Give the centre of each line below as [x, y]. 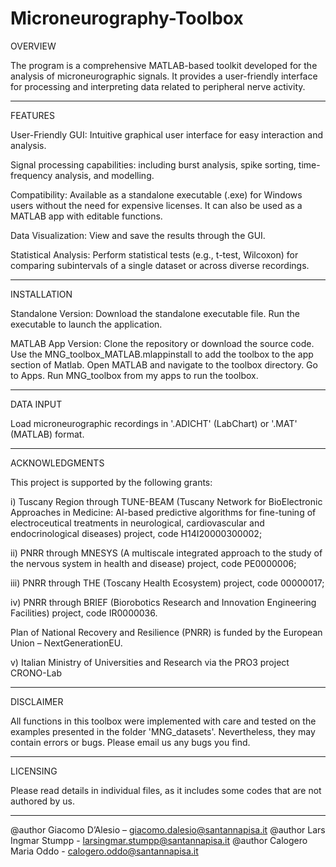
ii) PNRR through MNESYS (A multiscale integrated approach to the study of [166, 553]
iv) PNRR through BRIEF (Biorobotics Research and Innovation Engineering [163, 602]
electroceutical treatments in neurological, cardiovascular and [137, 523]
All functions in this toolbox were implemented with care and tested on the [163, 721]
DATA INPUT [36, 404]
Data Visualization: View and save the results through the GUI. [138, 235]
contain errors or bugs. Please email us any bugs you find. [130, 742]
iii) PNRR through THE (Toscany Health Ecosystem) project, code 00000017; [167, 583]
